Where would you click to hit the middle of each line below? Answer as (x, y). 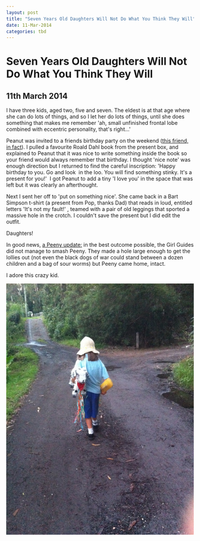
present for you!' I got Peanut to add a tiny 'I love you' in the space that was (100, 179)
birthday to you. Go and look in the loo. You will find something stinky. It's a (99, 172)
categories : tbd (26, 32)
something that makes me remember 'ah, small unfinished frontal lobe (92, 123)
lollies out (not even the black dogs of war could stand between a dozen (95, 257)
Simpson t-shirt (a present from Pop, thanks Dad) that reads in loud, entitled (99, 203)
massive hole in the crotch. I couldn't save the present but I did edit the (93, 216)
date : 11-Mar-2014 (29, 25)
